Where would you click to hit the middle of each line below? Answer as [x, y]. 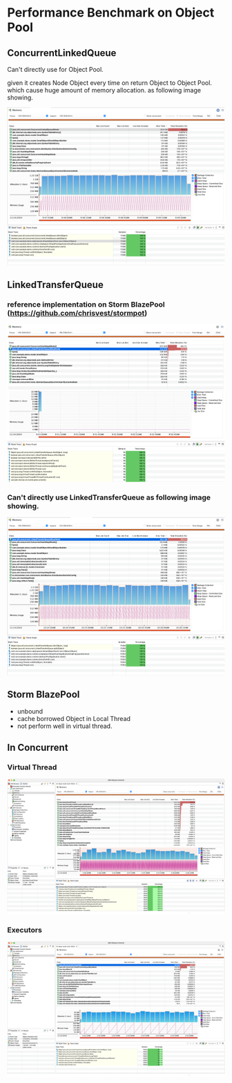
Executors [25, 930]
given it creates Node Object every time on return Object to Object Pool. [110, 83]
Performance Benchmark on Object [111, 13]
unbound [30, 711]
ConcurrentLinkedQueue [62, 53]
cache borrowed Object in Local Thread [74, 718]
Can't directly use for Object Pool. [55, 69]
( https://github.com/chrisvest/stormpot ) [77, 313]
